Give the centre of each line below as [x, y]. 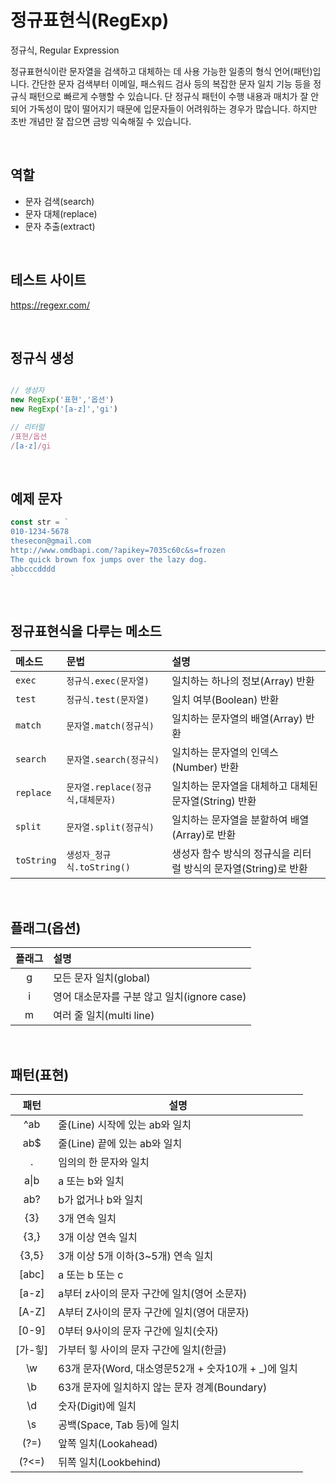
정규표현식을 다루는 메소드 [86, 631]
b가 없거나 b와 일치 [100, 1199]
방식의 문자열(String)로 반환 [245, 869]
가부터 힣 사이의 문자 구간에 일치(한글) [142, 1349]
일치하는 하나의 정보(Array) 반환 [243, 681]
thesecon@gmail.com [51, 541]
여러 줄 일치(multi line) [104, 1016]
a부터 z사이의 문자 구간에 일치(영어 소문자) [153, 1293]
